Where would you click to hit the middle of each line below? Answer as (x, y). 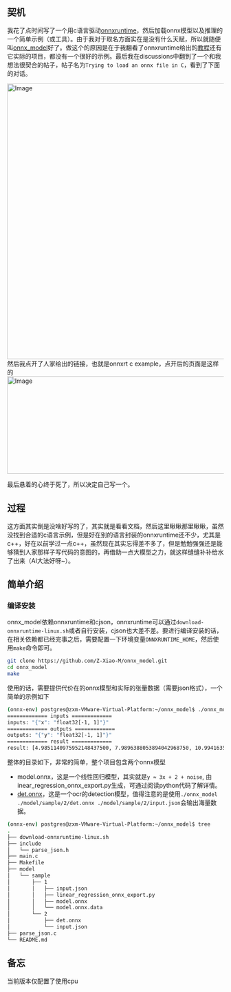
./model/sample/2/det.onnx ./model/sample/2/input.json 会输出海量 (114, 803)
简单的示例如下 (28, 696)
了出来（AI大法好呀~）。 (41, 560)
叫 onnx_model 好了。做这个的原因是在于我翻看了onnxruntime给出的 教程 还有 (114, 48)
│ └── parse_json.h (38, 850)
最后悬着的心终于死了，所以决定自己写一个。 (70, 484)
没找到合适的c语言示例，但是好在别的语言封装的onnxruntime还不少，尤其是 (114, 535)
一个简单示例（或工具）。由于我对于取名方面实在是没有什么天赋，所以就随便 (114, 39)
